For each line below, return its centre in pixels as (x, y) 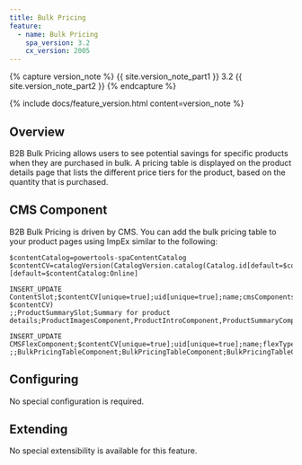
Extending (39, 429)
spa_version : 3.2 (58, 43)
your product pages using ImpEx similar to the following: (114, 241)
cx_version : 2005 (58, 51)
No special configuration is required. (77, 401)
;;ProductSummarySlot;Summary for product (90, 312)
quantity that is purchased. (59, 181)
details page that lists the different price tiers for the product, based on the (147, 172)
